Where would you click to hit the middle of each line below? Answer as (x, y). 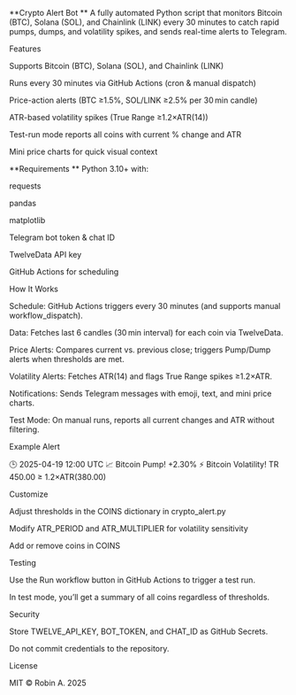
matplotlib (27, 220)
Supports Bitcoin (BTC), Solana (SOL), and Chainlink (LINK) (117, 66)
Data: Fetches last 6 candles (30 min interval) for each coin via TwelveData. (146, 332)
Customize (29, 494)
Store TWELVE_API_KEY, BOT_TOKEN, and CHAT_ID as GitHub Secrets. (139, 631)
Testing (23, 563)
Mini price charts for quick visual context (83, 151)
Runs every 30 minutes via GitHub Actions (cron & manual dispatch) (133, 83)
